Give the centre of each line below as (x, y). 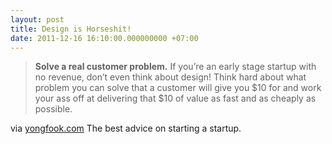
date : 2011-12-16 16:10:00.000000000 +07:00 (104, 38)
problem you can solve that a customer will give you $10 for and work (178, 88)
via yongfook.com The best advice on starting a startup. (126, 128)
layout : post (37, 19)
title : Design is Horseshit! (71, 29)
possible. (53, 109)
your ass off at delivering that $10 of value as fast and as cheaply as (175, 98)
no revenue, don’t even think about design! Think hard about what (170, 77)
